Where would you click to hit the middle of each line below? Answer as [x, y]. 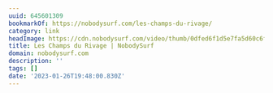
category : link [34, 31]
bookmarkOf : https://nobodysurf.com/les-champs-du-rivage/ [110, 23]
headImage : [27, 38]
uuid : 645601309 [36, 16]
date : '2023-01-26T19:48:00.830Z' [67, 76]
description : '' [36, 61]
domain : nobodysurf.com [49, 53]
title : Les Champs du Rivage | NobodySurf [81, 46]
